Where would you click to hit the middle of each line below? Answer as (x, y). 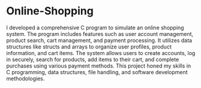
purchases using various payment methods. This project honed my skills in (99, 66)
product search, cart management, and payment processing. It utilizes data (99, 40)
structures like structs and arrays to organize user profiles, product (89, 47)
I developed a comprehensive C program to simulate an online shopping (95, 28)
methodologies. (25, 78)
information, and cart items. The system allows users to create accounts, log (101, 53)
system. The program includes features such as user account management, (100, 34)
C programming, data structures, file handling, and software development (97, 72)
